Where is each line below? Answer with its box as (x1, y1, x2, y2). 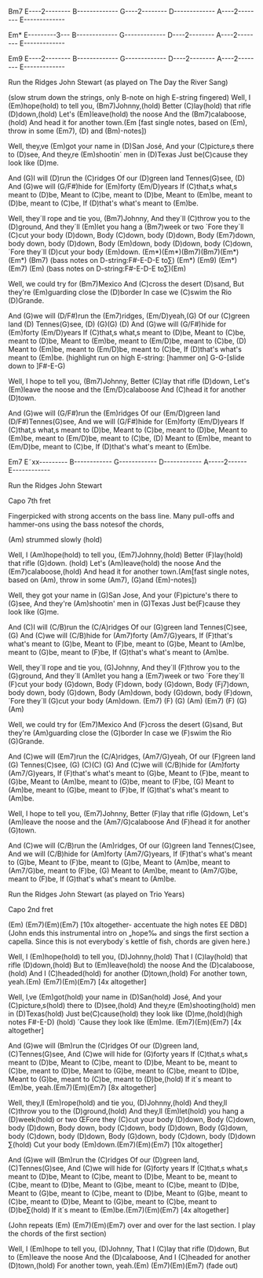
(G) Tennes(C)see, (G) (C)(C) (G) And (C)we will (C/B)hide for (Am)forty (8, 760, 240, 770)
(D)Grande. (8, 296, 45, 305)
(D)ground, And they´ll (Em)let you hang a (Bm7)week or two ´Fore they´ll (8, 222, 244, 231)
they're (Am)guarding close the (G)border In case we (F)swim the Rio (8, 728, 232, 737)
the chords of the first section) (8, 1229, 108, 1238)
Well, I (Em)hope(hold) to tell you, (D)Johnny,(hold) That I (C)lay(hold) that (8, 952, 248, 961)
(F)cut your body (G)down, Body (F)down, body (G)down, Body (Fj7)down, (8, 680, 250, 689)
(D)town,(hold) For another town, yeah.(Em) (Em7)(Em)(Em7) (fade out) (8, 1261, 239, 1270)
